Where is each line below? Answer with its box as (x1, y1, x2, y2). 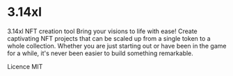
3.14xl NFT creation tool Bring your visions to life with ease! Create (7, 27, 198, 35)
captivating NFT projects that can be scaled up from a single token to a (7, 34, 211, 42)
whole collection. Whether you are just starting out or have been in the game (7, 41, 227, 50)
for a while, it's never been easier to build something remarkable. (7, 49, 193, 57)
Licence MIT (7, 62, 43, 70)
